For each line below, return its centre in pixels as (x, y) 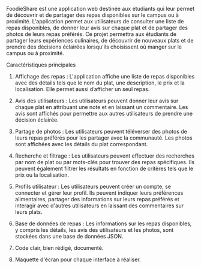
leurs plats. (28, 212)
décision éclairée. (37, 120)
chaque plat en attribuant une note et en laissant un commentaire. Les (101, 107)
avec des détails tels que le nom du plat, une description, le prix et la (100, 83)
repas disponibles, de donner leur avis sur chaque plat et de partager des (97, 28)
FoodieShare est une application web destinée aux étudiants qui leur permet (100, 9)
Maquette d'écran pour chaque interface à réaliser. (78, 259)
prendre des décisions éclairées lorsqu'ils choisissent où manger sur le (94, 47)
